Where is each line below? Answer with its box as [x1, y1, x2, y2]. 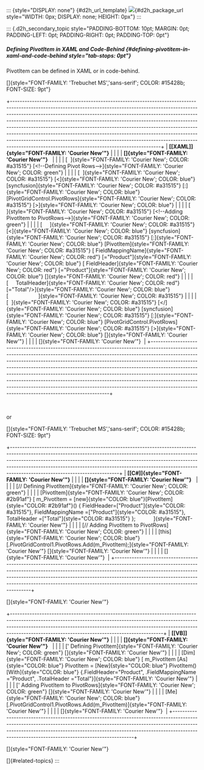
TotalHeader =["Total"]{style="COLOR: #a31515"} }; [6, 515, 136, 522]
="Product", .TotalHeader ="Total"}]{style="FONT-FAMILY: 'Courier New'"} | [6, 675, 198, 682]
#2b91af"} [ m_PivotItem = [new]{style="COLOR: [6, 495, 129, 502]
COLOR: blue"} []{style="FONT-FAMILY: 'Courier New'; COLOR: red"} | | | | [6, 273, 193, 280]
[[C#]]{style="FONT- [127, 469, 183, 477]
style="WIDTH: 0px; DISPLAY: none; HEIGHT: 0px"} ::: [6, 13, 142, 20]
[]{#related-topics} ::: [6, 757, 60, 764]
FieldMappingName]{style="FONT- [95, 246, 184, 254]
